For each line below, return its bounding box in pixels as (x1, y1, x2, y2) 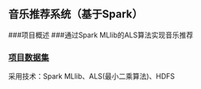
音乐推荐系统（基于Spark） (8, 7, 143, 21)
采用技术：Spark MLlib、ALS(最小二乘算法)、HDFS (8, 72, 176, 81)
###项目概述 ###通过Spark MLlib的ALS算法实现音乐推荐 (8, 30, 194, 40)
